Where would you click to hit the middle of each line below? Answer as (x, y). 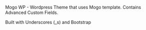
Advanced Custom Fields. (32, 12)
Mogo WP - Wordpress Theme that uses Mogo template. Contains (73, 7)
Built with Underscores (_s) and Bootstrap (48, 22)
